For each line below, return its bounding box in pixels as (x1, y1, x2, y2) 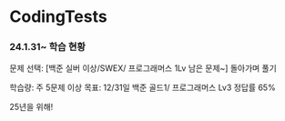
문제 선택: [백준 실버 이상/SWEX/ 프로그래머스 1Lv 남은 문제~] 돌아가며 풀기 (9, 63, 278, 74)
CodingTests (9, 6, 107, 27)
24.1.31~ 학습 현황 (9, 41, 87, 54)
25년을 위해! (9, 102, 54, 113)
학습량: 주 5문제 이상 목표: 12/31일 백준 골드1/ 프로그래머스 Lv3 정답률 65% (9, 82, 276, 93)
